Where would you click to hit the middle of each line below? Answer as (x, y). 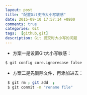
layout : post (19, 10)
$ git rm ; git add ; (31, 82)
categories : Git (22, 29)
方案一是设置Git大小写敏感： (42, 53)
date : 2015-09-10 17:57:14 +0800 (40, 19)
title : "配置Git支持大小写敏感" (36, 15)
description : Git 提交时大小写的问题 (41, 38)
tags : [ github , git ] (27, 33)
